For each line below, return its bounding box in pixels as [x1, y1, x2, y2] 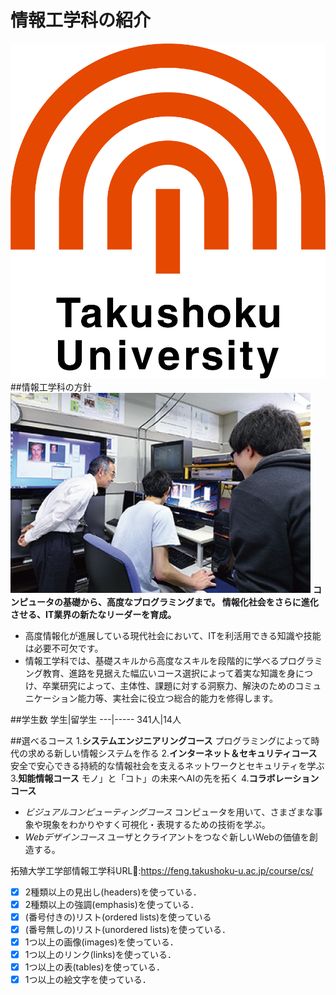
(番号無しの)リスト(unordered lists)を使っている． [24, 923, 231, 935]
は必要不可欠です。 [24, 642, 104, 654]
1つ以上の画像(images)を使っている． [24, 936, 179, 948]
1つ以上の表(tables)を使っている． [24, 961, 166, 973]
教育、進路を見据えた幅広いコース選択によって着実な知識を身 [42, 667, 296, 679]
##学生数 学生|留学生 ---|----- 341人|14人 [10, 713, 182, 725]
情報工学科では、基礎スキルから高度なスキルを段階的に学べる [24, 654, 280, 666]
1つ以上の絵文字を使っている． [24, 973, 152, 985]
